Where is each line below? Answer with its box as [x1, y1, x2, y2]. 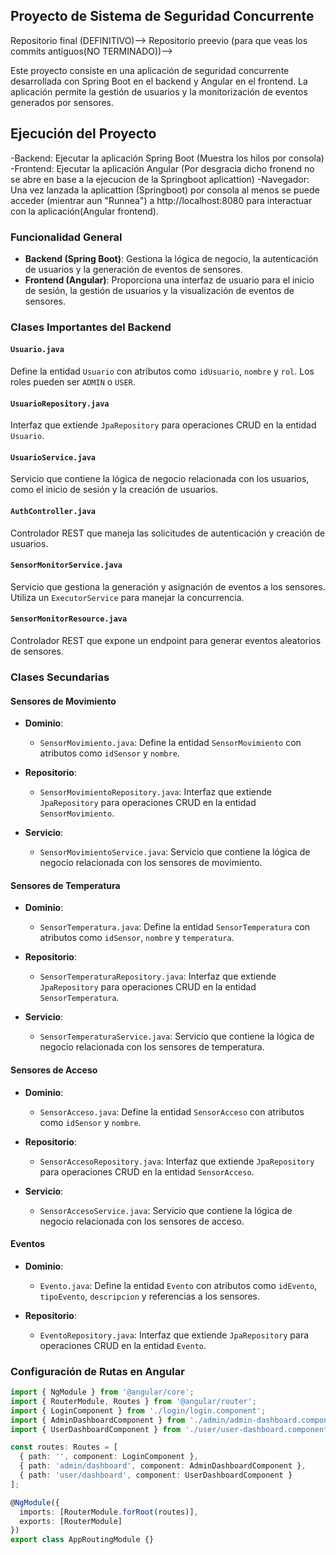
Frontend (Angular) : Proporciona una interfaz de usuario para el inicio [24, 274, 315, 286]
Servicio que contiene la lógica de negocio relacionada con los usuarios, [10, 473, 310, 485]
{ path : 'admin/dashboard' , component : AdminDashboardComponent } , [19, 1461, 307, 1471]
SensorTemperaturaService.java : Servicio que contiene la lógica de [39, 1030, 315, 1043]
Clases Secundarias [10, 670, 110, 684]
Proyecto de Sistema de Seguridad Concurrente [10, 8, 315, 25]
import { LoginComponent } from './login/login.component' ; [10, 1405, 267, 1416]
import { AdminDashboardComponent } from [10, 1415, 186, 1425]
